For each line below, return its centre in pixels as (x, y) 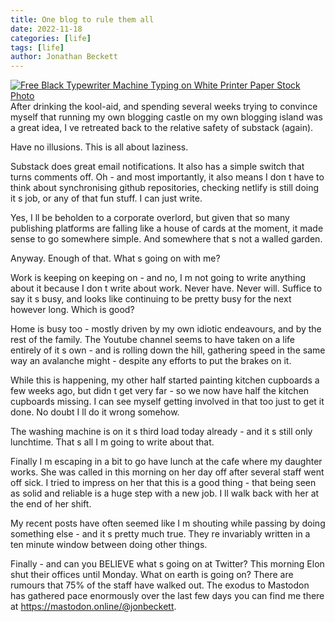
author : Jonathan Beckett (64, 57)
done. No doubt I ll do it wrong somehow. (95, 412)
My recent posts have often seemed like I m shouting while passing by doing (168, 523)
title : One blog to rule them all (82, 19)
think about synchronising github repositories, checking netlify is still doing (165, 188)
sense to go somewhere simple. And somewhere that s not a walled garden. (166, 239)
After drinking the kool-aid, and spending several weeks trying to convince (164, 107)
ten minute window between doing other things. (109, 545)
